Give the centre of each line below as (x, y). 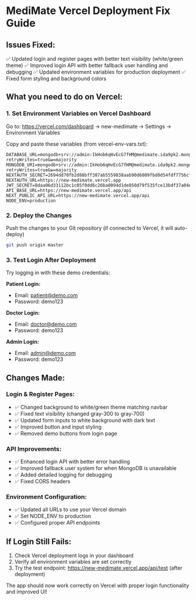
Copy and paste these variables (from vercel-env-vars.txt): (77, 144)
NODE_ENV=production (31, 201)
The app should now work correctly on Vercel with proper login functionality (98, 585)
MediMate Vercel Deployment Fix (88, 11)
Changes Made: (36, 377)
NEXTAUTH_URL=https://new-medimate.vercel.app (64, 180)
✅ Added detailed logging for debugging (63, 475)
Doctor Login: (23, 313)
